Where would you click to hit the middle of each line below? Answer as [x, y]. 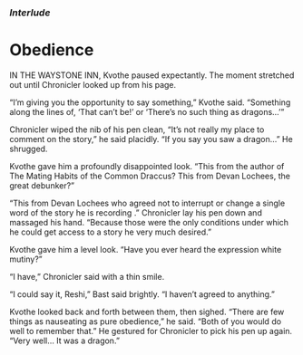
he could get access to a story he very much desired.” [110, 232]
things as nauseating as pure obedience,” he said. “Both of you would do [146, 321]
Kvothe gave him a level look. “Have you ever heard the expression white [146, 249]
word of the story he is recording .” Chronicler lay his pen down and [136, 212]
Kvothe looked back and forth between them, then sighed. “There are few [147, 312]
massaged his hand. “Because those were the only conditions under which [149, 222]
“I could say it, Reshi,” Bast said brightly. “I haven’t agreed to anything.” [142, 294]
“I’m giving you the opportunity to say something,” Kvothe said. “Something [150, 102]
